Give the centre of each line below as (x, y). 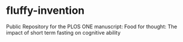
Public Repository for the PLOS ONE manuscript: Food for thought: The (92, 26)
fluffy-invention (45, 11)
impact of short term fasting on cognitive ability (63, 32)
